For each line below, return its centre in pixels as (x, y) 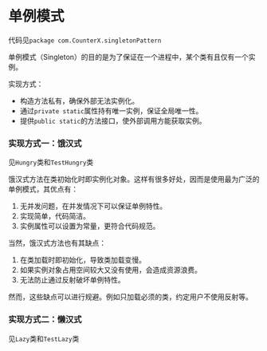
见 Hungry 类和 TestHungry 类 (51, 162)
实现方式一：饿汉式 (45, 143)
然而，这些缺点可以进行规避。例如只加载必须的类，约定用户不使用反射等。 (130, 297)
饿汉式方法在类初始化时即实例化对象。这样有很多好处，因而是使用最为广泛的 (134, 179)
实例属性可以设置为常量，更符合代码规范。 (90, 226)
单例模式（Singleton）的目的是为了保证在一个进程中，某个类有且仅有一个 (128, 57)
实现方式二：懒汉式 (45, 320)
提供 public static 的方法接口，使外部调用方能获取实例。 (113, 120)
